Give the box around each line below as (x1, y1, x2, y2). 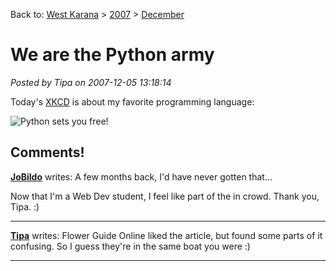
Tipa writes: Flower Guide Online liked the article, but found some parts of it (10, 229, 323, 241)
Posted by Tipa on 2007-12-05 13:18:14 (10, 76, 172, 88)
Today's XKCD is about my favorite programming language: (10, 95, 255, 108)
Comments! (10, 144, 85, 161)
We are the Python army (10, 44, 215, 66)
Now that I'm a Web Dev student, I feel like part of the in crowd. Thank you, (10, 190, 320, 202)
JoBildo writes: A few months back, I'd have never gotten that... (10, 170, 273, 183)
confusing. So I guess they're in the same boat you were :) (10, 240, 251, 252)
